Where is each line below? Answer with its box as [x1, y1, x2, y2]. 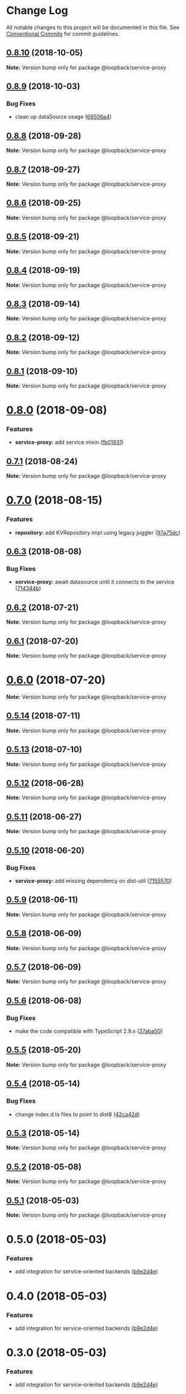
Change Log [6, 4, 68, 18]
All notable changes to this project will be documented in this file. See [6, 24, 180, 31]
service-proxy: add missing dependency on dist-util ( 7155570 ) [14, 877, 172, 884]
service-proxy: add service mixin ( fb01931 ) [14, 438, 124, 446]
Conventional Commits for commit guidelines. [6, 30, 120, 37]
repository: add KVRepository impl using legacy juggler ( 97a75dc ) [14, 529, 181, 536]
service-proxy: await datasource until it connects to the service [14, 578, 175, 586]
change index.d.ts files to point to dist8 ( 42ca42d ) [14, 1111, 140, 1118]
